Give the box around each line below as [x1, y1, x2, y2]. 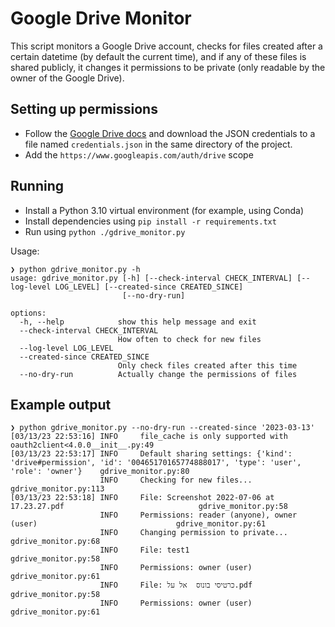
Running [10, 178, 65, 195]
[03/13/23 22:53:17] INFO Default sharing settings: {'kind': [10, 449, 293, 459]
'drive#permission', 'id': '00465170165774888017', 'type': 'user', [10, 458, 302, 468]
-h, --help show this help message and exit [19, 317, 257, 327]
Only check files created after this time [117, 360, 298, 371]
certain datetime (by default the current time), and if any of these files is [10, 50, 307, 62]
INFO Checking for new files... [99, 475, 253, 486]
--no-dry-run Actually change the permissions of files [19, 369, 298, 379]
